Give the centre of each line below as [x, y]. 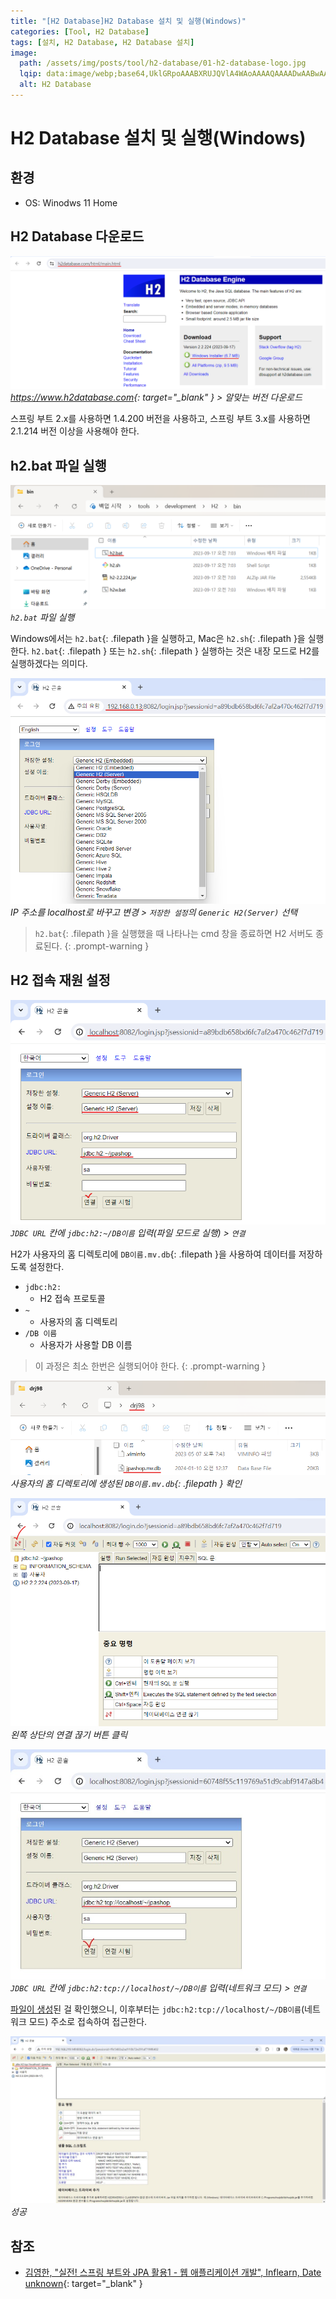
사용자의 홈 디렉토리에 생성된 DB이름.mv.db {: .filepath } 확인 [126, 1484]
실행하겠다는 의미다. [49, 663]
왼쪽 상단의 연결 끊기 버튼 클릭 [69, 1734]
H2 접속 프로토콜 [72, 1298]
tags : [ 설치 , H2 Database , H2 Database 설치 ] [102, 42]
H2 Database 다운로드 [77, 236]
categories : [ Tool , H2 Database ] [80, 31]
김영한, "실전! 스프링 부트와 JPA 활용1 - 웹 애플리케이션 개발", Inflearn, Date [173, 2272]
